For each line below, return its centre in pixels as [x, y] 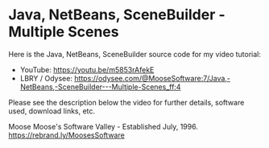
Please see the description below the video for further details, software [126, 102]
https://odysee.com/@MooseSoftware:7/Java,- [152, 78]
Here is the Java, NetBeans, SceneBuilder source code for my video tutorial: [135, 54]
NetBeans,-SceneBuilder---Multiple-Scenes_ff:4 [100, 87]
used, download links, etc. [52, 111]
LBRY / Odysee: [46, 78]
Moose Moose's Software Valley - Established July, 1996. [103, 126]
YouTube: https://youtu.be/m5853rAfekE [87, 69]
